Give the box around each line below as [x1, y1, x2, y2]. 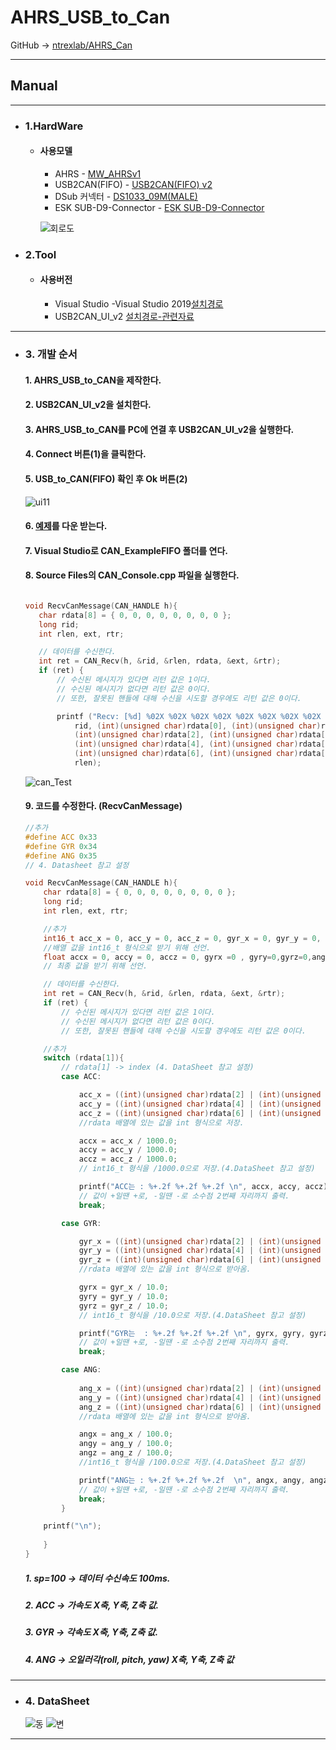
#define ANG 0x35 [24, 851, 98, 861]
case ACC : [61, 1072, 102, 1082]
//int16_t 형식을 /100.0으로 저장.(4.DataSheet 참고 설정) [78, 1457, 307, 1468]
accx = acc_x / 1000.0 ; [78, 1136, 178, 1146]
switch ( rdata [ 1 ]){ [43, 1053, 125, 1063]
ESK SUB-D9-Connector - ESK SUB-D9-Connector [54, 201, 265, 213]
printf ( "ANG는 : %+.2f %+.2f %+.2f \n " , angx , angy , [78, 1475, 306, 1485]
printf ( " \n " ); [43, 1521, 102, 1531]
